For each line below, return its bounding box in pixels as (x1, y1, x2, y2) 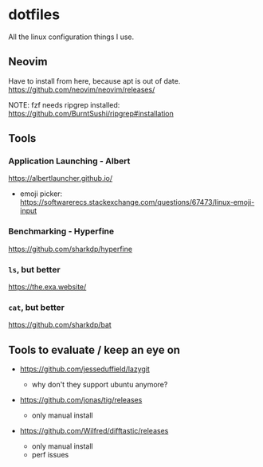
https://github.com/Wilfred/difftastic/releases (19, 426, 169, 436)
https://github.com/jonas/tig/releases (19, 395, 143, 405)
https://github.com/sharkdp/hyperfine (8, 244, 133, 253)
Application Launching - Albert (8, 155, 131, 167)
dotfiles (8, 6, 61, 24)
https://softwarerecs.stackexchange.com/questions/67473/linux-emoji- (19, 198, 255, 207)
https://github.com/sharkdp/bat (8, 320, 112, 330)
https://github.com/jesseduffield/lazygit (19, 364, 150, 374)
